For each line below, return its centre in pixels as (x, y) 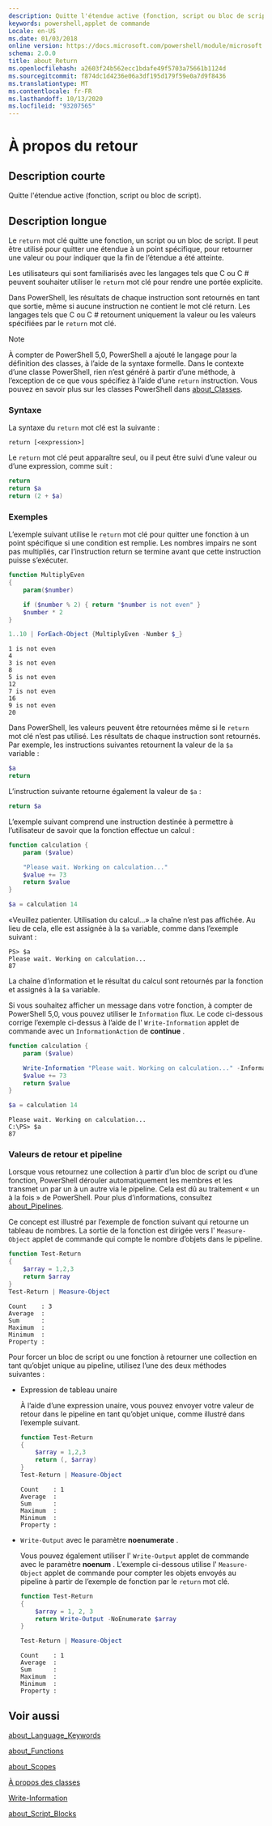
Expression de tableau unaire (68, 1390)
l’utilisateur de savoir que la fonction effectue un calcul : (102, 830)
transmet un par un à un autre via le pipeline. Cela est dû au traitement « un (134, 1189)
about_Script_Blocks (42, 1814)
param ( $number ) (49, 590)
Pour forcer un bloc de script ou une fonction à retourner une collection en (133, 1357)
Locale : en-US (32, 31)
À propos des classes (45, 1782)
